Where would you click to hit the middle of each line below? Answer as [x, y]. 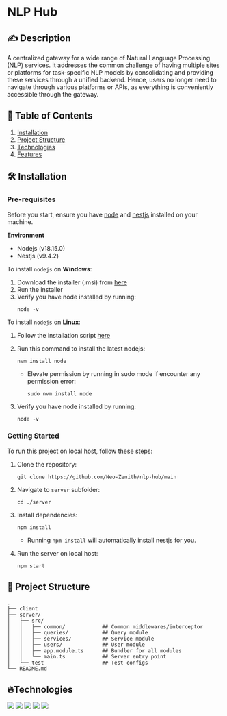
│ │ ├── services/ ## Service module [81, 639]
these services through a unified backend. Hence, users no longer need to [112, 80]
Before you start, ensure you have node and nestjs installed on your [103, 214]
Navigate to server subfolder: [58, 489]
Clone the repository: [47, 464]
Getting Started [33, 436]
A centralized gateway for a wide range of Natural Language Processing [109, 58]
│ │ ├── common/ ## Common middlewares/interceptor [105, 627]
